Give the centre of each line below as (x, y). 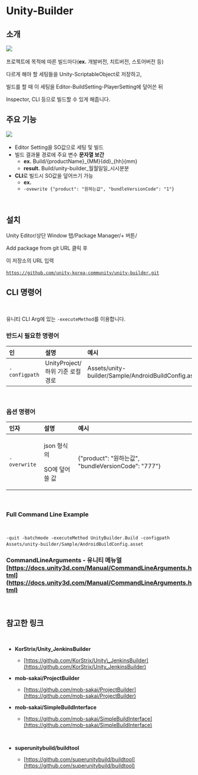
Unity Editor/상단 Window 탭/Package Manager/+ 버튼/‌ (72, 235)
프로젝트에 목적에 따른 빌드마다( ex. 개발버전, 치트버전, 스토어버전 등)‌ (85, 61)
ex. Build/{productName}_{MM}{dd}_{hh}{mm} (80, 161)
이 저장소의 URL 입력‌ (30, 260)
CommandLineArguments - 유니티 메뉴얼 (64, 561)
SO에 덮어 (57, 470)
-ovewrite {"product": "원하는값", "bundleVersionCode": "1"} (99, 189)
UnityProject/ (63, 363)
